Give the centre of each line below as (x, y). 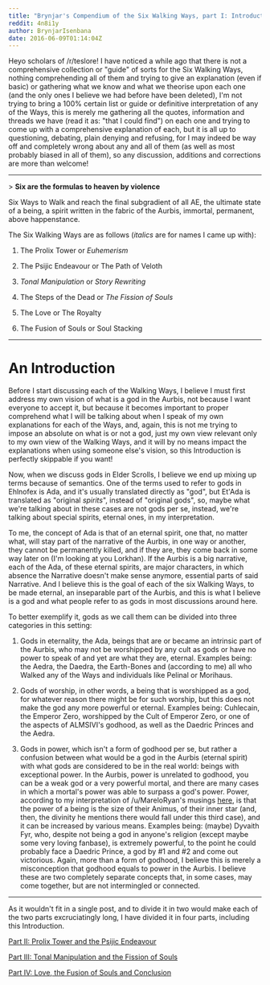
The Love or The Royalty (61, 313)
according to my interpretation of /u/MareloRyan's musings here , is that (138, 800)
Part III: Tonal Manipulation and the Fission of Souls (93, 957)
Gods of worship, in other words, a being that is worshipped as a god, (135, 691)
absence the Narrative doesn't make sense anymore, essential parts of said (133, 576)
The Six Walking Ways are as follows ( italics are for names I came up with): (133, 235)
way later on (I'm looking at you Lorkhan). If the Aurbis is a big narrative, (128, 559)
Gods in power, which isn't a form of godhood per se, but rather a (129, 749)
